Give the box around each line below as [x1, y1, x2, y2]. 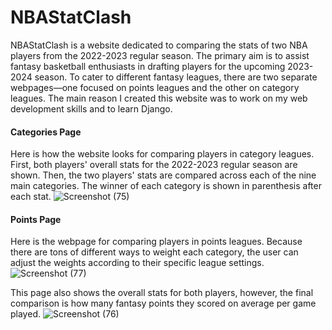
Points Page [10, 213, 62, 225]
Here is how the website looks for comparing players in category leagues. [10, 148, 315, 160]
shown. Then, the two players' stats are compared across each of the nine [10, 169, 317, 181]
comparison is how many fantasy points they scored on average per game [10, 297, 317, 310]
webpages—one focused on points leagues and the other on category [10, 81, 300, 93]
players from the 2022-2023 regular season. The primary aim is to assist [10, 49, 310, 61]
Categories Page [10, 126, 82, 138]
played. [10, 308, 41, 320]
